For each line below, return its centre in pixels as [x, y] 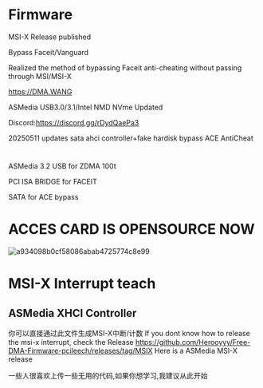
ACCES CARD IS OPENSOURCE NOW [131, 230]
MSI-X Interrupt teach [82, 284]
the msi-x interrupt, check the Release [71, 342]
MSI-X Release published [50, 37]
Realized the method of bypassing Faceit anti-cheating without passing [125, 67]
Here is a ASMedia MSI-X [196, 351]
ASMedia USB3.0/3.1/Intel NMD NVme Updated [86, 107]
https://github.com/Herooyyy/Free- [193, 342]
